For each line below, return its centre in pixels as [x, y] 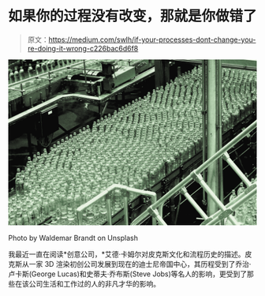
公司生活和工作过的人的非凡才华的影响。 [94, 283]
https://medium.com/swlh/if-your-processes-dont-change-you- [152, 39]
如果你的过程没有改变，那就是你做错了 [133, 16]
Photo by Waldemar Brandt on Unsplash [73, 238]
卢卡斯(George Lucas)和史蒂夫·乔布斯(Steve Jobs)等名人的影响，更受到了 [128, 274]
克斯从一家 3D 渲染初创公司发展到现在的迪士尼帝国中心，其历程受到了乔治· [130, 264]
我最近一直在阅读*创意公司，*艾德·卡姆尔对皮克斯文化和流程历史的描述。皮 [130, 254]
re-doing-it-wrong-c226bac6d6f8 [83, 48]
